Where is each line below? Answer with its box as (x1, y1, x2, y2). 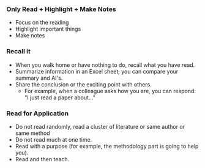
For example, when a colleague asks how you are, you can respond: (24, 87, 196, 94)
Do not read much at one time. (15, 136, 92, 143)
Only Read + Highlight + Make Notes (6, 5, 116, 13)
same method (15, 129, 50, 137)
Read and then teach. (15, 155, 70, 162)
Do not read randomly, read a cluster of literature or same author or (15, 123, 185, 130)
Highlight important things (15, 25, 81, 32)
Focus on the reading (15, 19, 69, 26)
